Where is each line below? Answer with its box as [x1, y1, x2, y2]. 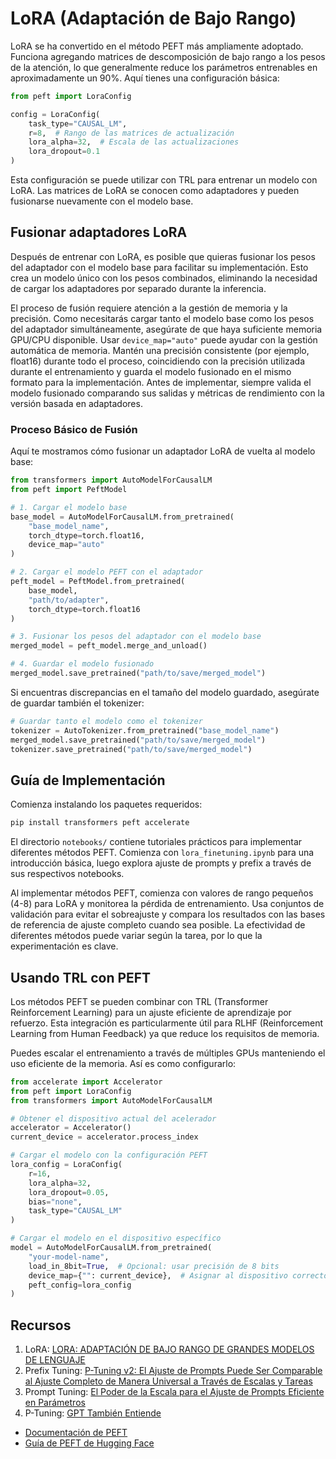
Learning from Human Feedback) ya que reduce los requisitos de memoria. [10, 1027, 320, 1039]
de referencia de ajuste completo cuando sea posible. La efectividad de [10, 919, 306, 931]
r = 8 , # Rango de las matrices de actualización [28, 128, 235, 138]
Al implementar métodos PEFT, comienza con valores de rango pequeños [10, 887, 314, 899]
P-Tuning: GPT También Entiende [24, 1407, 162, 1419]
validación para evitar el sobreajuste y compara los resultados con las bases [10, 908, 326, 921]
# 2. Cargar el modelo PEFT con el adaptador [10, 567, 203, 577]
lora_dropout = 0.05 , [28, 1187, 110, 1197]
